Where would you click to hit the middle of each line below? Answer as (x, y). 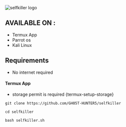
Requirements (27, 61)
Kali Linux (22, 45)
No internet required (32, 72)
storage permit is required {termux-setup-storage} (63, 94)
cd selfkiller (20, 112)
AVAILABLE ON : (30, 23)
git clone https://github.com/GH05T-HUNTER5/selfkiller (63, 103)
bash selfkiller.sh (25, 120)
